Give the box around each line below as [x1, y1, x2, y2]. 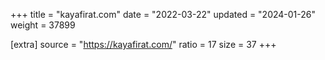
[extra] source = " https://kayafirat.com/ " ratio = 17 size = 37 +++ [10, 39, 277, 50]
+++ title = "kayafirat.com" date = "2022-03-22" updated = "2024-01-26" [10, 9, 317, 20]
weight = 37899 [10, 19, 76, 31]
